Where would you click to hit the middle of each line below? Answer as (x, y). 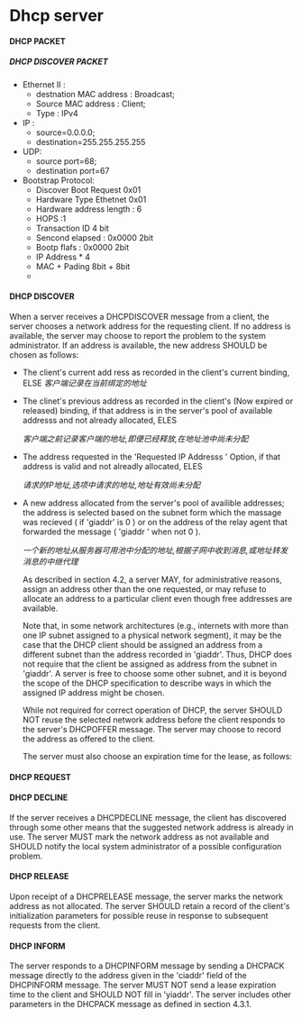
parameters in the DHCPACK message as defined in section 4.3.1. (131, 1004)
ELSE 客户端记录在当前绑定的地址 (84, 383)
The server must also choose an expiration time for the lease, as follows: (157, 756)
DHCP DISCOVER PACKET (59, 62)
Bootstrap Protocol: (58, 180)
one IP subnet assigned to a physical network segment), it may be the (152, 635)
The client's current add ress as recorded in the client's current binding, (156, 372)
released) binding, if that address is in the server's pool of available (147, 410)
